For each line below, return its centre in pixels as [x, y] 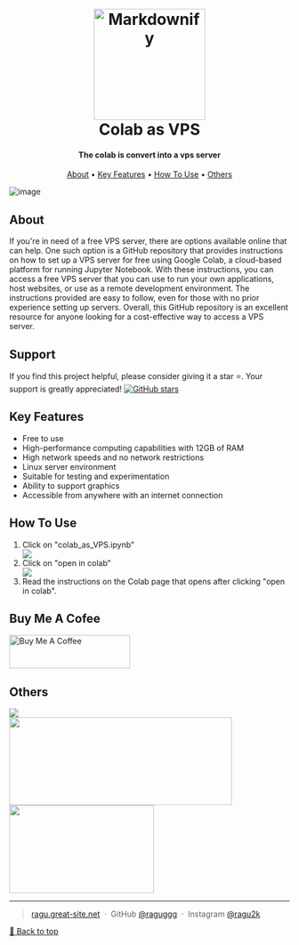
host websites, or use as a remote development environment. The [129, 288]
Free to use [43, 438]
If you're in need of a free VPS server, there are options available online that [148, 241]
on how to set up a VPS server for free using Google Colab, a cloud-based [145, 260]
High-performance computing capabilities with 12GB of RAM [133, 448]
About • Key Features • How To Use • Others [149, 174]
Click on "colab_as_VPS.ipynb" [78, 545]
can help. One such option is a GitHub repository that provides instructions [146, 251]
